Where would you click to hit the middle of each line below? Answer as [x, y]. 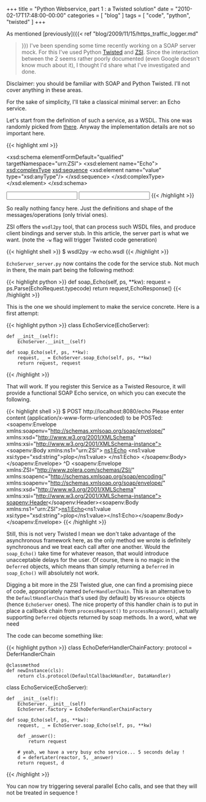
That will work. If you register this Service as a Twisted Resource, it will [96, 386]
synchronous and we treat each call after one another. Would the [88, 547]
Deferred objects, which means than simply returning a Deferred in [90, 566]
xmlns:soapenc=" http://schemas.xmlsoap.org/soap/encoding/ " [86, 476]
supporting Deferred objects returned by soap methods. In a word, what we [101, 617]
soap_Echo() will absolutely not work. [53, 573]
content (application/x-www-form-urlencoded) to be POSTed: [85, 418]
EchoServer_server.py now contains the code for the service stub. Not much [103, 263]
